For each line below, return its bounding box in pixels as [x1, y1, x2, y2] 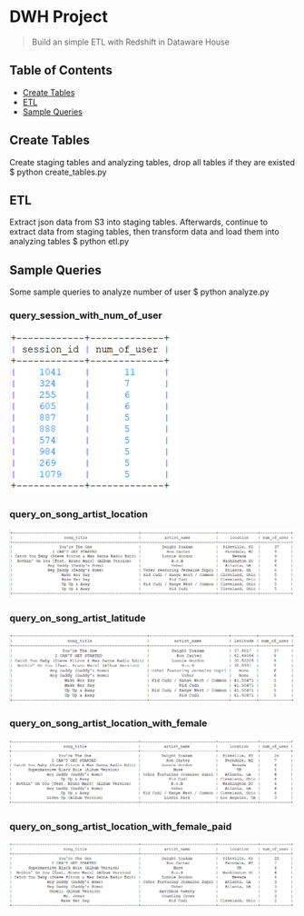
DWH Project [9, 6, 109, 27]
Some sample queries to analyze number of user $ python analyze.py [9, 286, 270, 297]
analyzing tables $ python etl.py [9, 236, 130, 247]
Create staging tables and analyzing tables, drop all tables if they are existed [9, 156, 296, 167]
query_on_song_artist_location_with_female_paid [9, 821, 232, 833]
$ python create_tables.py [9, 166, 107, 177]
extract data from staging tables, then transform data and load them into [9, 226, 279, 237]
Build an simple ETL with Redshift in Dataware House [31, 36, 230, 47]
